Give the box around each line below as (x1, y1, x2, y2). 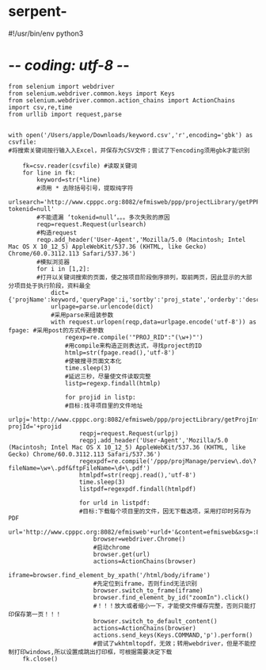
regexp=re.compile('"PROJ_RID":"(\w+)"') (64, 333, 203, 341)
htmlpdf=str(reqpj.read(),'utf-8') (78, 471, 196, 479)
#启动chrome (93, 543, 131, 551)
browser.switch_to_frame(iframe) (93, 586, 203, 595)
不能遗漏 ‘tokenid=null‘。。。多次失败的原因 (40, 213, 170, 221)
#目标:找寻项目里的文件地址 (64, 401, 143, 410)
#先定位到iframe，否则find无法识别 (93, 580, 198, 588)
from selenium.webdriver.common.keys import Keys (8, 90, 176, 98)
